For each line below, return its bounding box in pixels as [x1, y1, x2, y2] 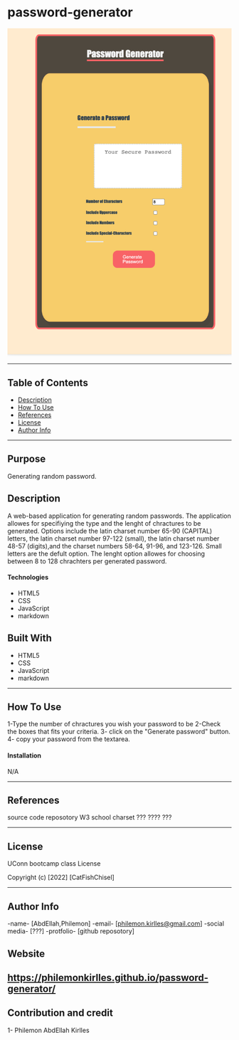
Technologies [7, 573, 49, 582]
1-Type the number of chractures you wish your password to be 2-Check [7, 720, 221, 728]
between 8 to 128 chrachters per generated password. [7, 556, 167, 566]
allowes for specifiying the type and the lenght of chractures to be [7, 519, 201, 527]
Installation [7, 751, 41, 760]
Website [7, 948, 45, 960]
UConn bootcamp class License [7, 859, 101, 868]
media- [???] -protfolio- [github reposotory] [7, 927, 135, 935]
